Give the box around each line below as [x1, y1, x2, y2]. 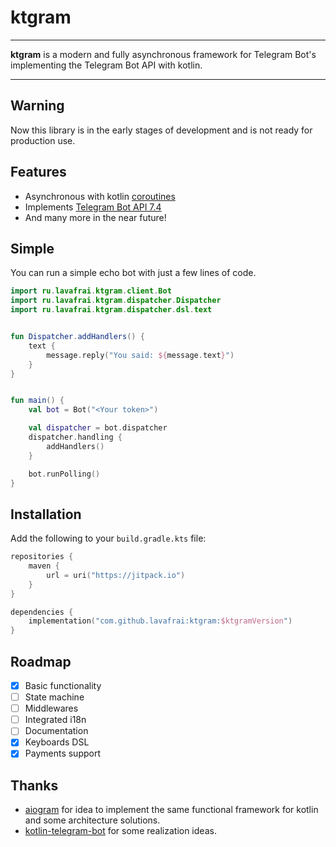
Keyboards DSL [24, 736, 90, 748]
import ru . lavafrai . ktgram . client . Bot [10, 286, 172, 296]
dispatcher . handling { [28, 432, 123, 442]
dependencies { [10, 607, 74, 617]
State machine [24, 691, 85, 703]
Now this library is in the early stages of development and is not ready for [10, 124, 313, 136]
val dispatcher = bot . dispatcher [28, 423, 168, 433]
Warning [10, 97, 65, 115]
